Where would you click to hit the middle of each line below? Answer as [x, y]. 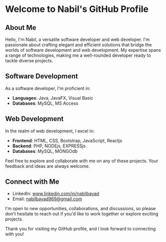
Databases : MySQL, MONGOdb [45, 151]
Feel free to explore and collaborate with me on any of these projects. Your [82, 161]
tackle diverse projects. [29, 60]
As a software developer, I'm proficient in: [48, 88]
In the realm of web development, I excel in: [50, 131]
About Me [21, 28]
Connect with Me [32, 182]
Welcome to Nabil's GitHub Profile [77, 9]
